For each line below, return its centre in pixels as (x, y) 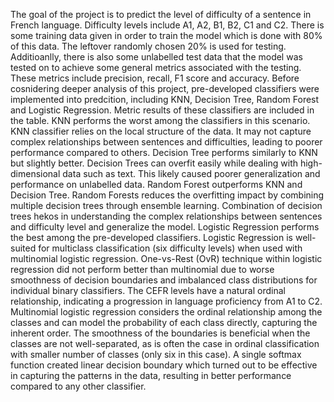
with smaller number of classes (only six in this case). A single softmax (156, 354)
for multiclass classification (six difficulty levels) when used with (170, 248)
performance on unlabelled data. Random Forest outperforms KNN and (156, 184)
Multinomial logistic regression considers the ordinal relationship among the (166, 312)
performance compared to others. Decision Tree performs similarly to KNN (164, 152)
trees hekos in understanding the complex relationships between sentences (166, 216)
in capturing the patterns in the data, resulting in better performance (151, 375)
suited (23, 248)
